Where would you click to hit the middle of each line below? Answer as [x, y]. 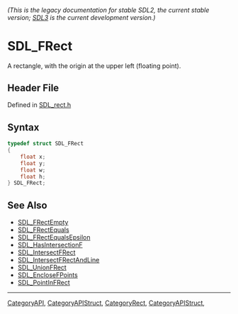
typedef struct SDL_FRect [45, 144]
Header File [33, 88]
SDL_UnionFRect [42, 268]
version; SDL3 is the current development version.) [81, 17]
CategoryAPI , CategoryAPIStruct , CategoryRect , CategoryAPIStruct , [106, 303]
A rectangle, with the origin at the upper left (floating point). [94, 66]
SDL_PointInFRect [44, 283]
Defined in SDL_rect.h [39, 105]
